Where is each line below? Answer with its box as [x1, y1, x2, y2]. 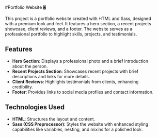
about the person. [12, 63, 48, 69]
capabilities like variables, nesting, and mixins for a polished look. [12, 126, 143, 132]
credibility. [12, 84, 33, 89]
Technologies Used [5, 103, 64, 111]
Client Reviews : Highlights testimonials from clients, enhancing [12, 79, 139, 85]
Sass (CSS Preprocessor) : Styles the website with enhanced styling [12, 121, 149, 127]
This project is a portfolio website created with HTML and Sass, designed [5, 16, 152, 21]
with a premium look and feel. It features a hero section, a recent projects [5, 21, 152, 26]
